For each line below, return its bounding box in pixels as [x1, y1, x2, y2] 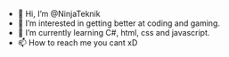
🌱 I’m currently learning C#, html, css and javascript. [17, 28, 210, 37]
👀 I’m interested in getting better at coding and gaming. [17, 18, 221, 28]
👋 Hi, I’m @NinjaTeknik [17, 9, 101, 19]
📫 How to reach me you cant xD [17, 37, 138, 48]
